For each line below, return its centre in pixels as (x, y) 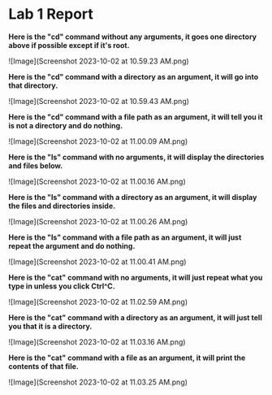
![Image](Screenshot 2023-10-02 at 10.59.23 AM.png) (99, 61)
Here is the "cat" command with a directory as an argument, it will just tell (135, 317)
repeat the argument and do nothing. (72, 245)
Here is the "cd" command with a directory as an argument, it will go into (134, 76)
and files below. (36, 165)
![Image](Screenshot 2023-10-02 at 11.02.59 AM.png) (98, 302)
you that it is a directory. (50, 326)
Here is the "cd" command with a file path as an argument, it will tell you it (136, 117)
